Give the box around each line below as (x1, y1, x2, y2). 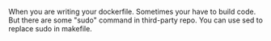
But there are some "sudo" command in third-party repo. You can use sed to (8, 15, 263, 25)
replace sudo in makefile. (8, 24, 93, 33)
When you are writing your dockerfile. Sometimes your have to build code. (8, 7, 256, 16)
